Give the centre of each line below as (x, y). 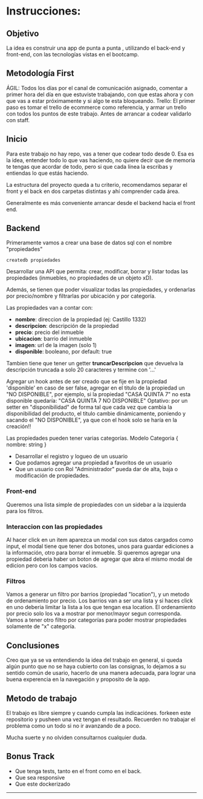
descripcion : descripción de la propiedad (67, 326)
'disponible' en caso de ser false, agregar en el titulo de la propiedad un (96, 388)
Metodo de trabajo (42, 698)
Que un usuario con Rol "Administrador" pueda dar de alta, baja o (96, 469)
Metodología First (40, 73)
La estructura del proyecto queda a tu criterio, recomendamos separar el (97, 184)
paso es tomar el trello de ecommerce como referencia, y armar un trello (97, 107)
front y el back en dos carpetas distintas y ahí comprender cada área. (93, 191)
